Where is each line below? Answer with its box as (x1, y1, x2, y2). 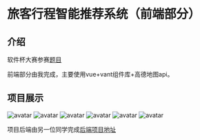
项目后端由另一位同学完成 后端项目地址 (7, 125, 116, 133)
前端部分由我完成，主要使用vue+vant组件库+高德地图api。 (7, 70, 174, 78)
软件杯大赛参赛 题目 (7, 56, 62, 63)
